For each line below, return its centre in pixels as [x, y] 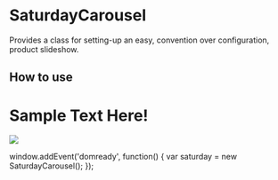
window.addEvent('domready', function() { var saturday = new [123, 157]
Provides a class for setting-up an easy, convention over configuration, [139, 40]
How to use [41, 78]
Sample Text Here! [79, 115]
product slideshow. [44, 49]
